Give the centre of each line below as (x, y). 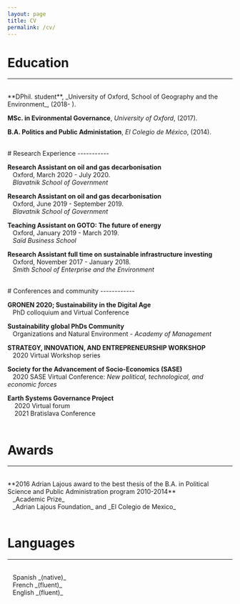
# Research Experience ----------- (58, 154)
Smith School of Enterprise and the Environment (84, 269)
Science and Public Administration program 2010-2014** (92, 492)
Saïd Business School (44, 241)
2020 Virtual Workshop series (57, 355)
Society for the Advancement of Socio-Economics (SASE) (95, 370)
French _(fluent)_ (37, 585)
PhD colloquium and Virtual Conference (71, 312)
